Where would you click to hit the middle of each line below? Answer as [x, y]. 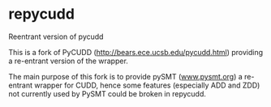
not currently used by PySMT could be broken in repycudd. [108, 93]
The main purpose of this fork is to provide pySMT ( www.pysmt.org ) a [126, 76]
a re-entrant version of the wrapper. [68, 61]
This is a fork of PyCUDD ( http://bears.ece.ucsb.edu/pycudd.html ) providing [136, 52]
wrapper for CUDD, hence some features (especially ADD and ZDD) [147, 85]
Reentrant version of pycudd [56, 36]
